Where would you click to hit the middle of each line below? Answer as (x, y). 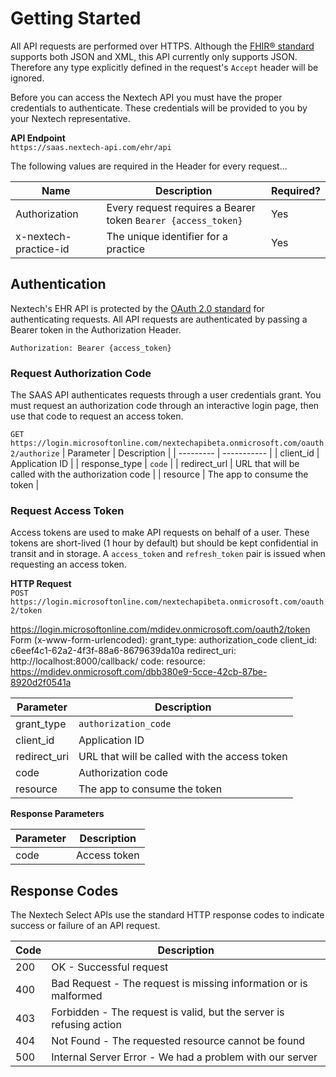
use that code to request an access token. (97, 416)
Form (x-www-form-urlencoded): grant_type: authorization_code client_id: (164, 640)
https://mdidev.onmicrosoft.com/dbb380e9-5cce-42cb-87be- (139, 672)
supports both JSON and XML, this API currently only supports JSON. (154, 56)
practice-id (42, 249)
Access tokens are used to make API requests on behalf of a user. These (160, 533)
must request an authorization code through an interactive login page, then (165, 406)
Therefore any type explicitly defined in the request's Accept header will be (164, 67)
